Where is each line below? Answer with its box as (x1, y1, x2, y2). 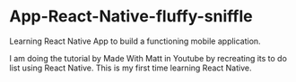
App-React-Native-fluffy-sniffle (9, 6, 253, 27)
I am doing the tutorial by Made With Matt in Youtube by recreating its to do (9, 53, 287, 63)
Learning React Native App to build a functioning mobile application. (9, 36, 262, 46)
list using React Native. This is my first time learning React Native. (9, 62, 252, 73)
